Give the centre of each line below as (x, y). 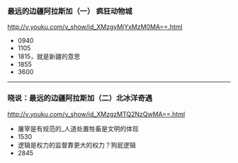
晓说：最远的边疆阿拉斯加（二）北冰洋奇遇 (80, 98)
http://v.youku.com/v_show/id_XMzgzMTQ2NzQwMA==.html (96, 114)
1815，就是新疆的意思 (49, 56)
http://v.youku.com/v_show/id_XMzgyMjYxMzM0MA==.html (95, 27)
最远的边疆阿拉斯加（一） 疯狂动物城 (70, 11)
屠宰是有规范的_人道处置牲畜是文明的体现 (78, 128)
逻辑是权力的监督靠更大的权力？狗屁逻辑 (76, 145)
